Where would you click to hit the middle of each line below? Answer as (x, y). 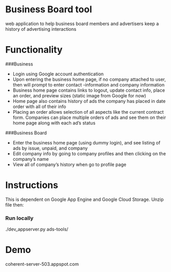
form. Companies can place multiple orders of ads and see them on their (89, 117)
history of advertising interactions (41, 29)
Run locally (19, 218)
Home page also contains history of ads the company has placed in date (89, 101)
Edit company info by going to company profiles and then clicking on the (89, 153)
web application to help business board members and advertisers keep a (82, 24)
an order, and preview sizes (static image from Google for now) (79, 95)
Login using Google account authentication (58, 74)
